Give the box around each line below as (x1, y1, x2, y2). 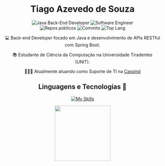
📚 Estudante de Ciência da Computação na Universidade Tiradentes (12, 52, 153, 58)
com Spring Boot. (64, 42, 101, 48)
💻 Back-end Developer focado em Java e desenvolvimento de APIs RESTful (4, 34, 161, 40)
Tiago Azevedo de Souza (30, 3, 135, 15)
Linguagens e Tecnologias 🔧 (38, 83, 127, 91)
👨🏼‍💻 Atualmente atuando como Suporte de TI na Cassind (24, 68, 141, 74)
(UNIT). (75, 59, 90, 65)
